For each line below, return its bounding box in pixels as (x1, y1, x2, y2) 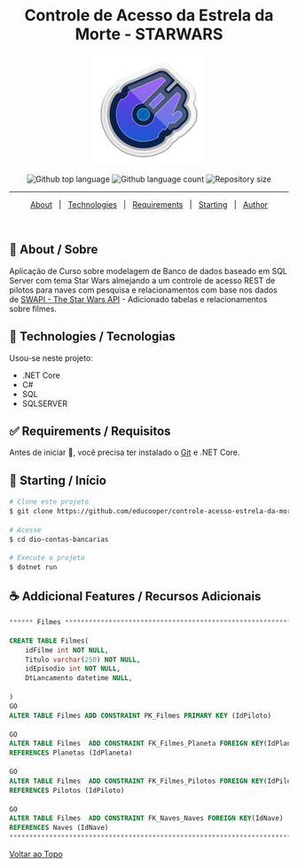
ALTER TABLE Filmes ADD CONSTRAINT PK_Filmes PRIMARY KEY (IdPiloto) (9, 711, 272, 720)
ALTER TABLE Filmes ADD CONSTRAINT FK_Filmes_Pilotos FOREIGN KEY (9, 777, 264, 786)
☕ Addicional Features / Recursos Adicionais (9, 589, 262, 604)
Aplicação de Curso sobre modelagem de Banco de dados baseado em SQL (9, 265, 288, 276)
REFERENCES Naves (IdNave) (9, 824, 109, 833)
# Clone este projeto (9, 497, 90, 506)
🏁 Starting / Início (9, 473, 106, 488)
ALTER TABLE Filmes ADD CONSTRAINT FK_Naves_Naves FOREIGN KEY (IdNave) (9, 814, 284, 823)
